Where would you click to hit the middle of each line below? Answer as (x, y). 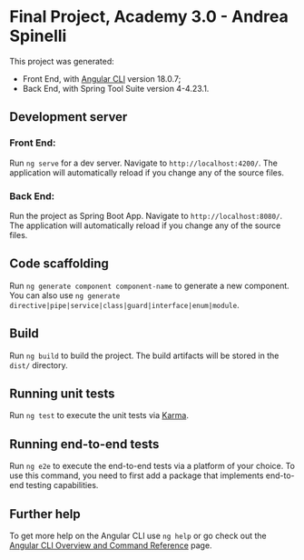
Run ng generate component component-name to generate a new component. (150, 285)
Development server (69, 117)
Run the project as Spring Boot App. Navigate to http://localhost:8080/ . (146, 215)
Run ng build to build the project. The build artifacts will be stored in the (144, 355)
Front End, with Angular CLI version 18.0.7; (102, 78)
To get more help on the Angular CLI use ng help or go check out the (138, 535)
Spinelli (38, 36)
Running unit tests (62, 393)
